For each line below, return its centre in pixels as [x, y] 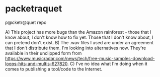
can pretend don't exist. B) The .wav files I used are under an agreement [79, 42]
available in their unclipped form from [43, 53]
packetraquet [34, 9]
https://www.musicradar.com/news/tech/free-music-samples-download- [80, 58]
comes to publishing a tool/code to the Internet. [54, 69]
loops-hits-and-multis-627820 [37, 64]
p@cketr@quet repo [26, 22]
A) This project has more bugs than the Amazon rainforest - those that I [78, 32]
